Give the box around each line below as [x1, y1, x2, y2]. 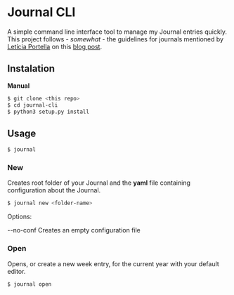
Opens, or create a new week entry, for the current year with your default [7, 259, 219, 268]
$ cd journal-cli [7, 101, 58, 109]
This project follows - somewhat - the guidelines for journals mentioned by [7, 34, 223, 43]
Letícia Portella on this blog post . [7, 42, 103, 51]
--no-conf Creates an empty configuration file [7, 226, 141, 235]
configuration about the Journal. [7, 186, 101, 195]
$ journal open [7, 280, 52, 288]
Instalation [7, 63, 55, 74]
